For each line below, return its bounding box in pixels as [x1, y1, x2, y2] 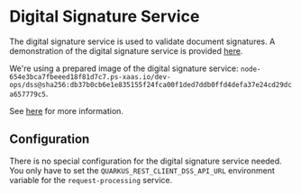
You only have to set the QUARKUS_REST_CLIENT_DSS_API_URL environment [9, 164, 275, 176]
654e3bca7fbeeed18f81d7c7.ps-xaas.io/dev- [9, 72, 171, 82]
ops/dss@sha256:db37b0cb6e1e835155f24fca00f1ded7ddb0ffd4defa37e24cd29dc [9, 80, 293, 89]
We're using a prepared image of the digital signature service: [9, 63, 239, 74]
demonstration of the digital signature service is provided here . [9, 45, 243, 56]
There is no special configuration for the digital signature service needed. [9, 155, 282, 166]
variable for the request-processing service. [9, 174, 173, 185]
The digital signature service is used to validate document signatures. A [9, 36, 276, 47]
